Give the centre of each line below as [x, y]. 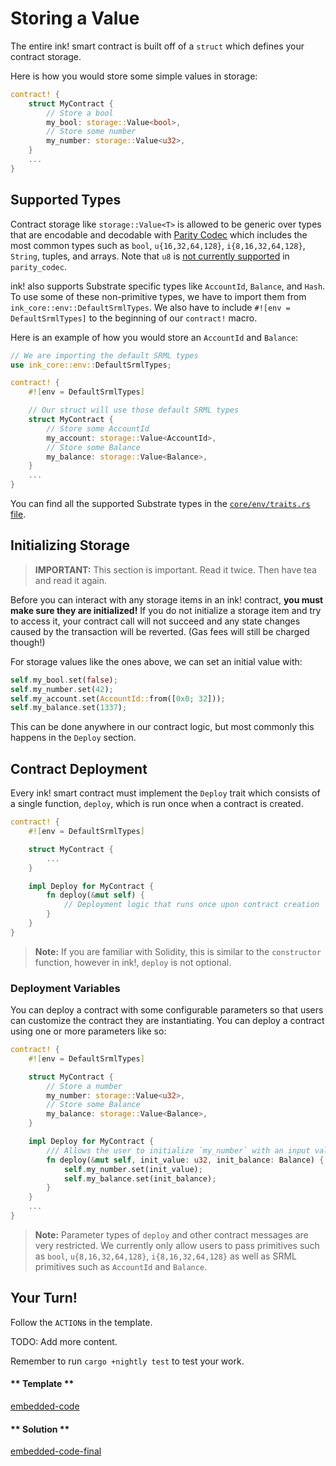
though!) [28, 642]
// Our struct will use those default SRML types [134, 410]
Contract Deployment [79, 768]
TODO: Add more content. [64, 1341]
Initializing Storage [70, 545]
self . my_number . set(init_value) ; [133, 1169]
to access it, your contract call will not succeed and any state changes [155, 621]
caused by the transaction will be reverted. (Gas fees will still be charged [160, 631]
